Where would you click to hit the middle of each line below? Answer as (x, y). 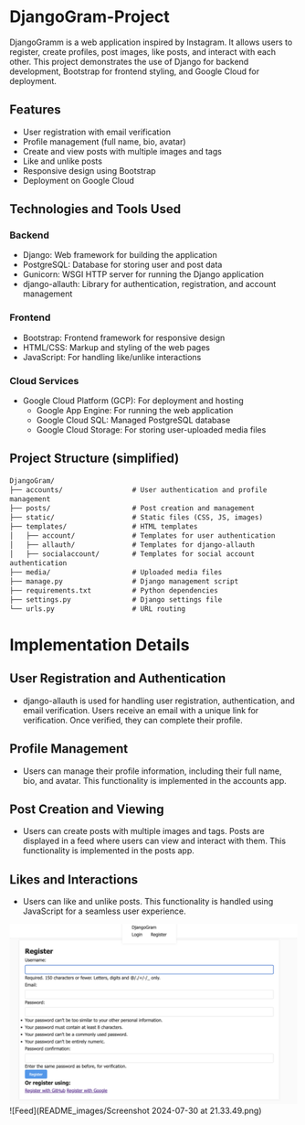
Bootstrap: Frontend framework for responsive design (124, 337)
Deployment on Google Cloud (79, 180)
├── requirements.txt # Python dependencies (114, 590)
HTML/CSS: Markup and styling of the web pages (116, 347)
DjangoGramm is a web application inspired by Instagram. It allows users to (151, 42)
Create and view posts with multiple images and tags (122, 151)
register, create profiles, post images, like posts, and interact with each (143, 51)
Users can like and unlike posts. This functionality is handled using (148, 902)
